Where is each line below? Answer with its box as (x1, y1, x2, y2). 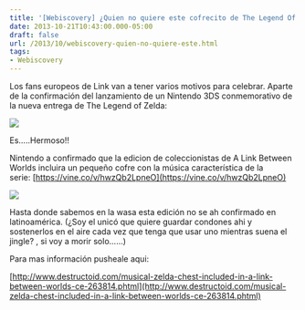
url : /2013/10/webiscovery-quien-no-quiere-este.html (9, 38, 219, 48)
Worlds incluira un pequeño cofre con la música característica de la (9, 162, 264, 173)
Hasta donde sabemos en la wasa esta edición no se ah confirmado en (9, 207, 277, 217)
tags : (9, 47, 30, 57)
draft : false (9, 30, 59, 39)
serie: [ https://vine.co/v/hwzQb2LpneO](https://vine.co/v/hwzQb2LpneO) (9, 172, 287, 182)
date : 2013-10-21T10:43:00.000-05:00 (9, 22, 153, 31)
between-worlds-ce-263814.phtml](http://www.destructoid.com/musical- (9, 281, 287, 292)
